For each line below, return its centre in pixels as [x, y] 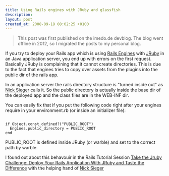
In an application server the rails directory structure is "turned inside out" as [84, 85]
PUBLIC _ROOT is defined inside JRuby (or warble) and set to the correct [80, 142]
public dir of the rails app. [32, 75]
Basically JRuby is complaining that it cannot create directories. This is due [83, 64]
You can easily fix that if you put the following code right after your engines [83, 105]
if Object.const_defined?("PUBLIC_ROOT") [49, 124]
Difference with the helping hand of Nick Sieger [55, 168]
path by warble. [21, 148]
